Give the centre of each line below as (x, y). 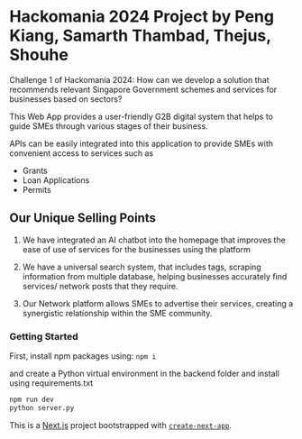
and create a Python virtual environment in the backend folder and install (144, 374)
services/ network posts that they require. (100, 286)
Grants (35, 170)
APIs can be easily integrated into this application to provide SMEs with (141, 143)
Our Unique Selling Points (82, 218)
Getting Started (44, 336)
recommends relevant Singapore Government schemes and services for (143, 89)
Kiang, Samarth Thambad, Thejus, (141, 36)
